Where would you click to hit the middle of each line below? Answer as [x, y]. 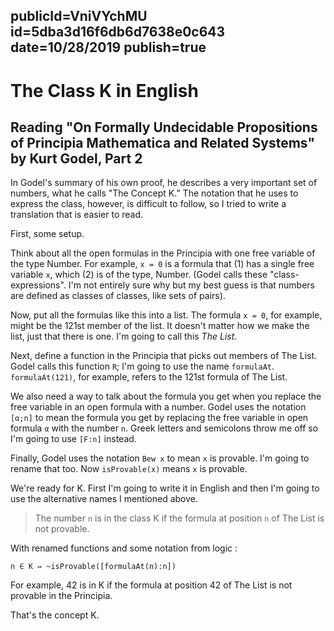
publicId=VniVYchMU [79, 16]
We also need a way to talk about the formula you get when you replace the [166, 396]
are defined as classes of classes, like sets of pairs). [118, 296]
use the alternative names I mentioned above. [104, 499]
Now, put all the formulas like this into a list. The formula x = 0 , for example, [166, 315]
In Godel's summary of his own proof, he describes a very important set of [164, 183]
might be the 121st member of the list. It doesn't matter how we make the [160, 326]
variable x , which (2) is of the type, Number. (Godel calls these [139, 275]
